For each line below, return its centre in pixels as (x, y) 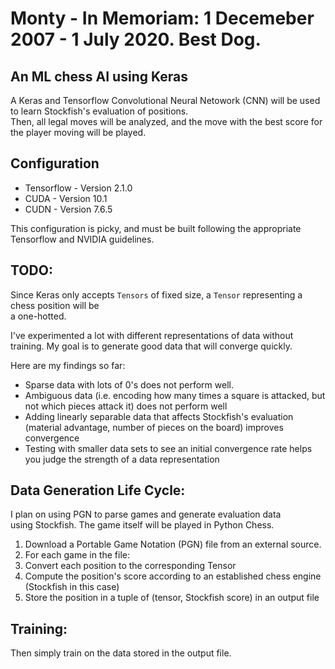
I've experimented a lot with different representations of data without (152, 335)
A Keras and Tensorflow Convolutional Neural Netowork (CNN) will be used (165, 100)
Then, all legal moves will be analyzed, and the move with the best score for (166, 121)
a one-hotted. (38, 316)
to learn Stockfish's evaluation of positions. (99, 111)
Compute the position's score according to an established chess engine (173, 576)
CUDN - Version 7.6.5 (68, 209)
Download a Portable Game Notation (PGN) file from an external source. (173, 544)
